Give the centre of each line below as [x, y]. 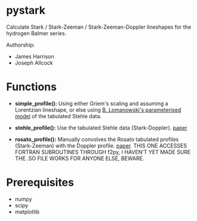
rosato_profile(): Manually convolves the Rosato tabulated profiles [97, 139]
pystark [26, 10]
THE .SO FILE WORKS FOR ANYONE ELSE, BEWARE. [79, 158]
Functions [31, 87]
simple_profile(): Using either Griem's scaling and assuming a [91, 103]
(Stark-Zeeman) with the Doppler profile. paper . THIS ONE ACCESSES [101, 145]
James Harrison [35, 56]
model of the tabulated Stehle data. [58, 116]
